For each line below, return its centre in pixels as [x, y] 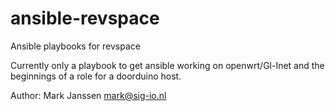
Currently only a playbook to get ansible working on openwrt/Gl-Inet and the [167, 65]
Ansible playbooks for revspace [75, 46]
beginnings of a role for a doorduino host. [96, 76]
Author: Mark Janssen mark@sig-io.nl [88, 95]
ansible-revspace [85, 18]
